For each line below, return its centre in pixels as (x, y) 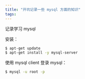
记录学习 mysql (20, 29)
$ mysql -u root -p (25, 72)
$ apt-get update (23, 48)
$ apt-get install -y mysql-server (42, 53)
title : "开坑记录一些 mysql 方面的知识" (43, 10)
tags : (11, 14)
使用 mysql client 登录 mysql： (36, 63)
